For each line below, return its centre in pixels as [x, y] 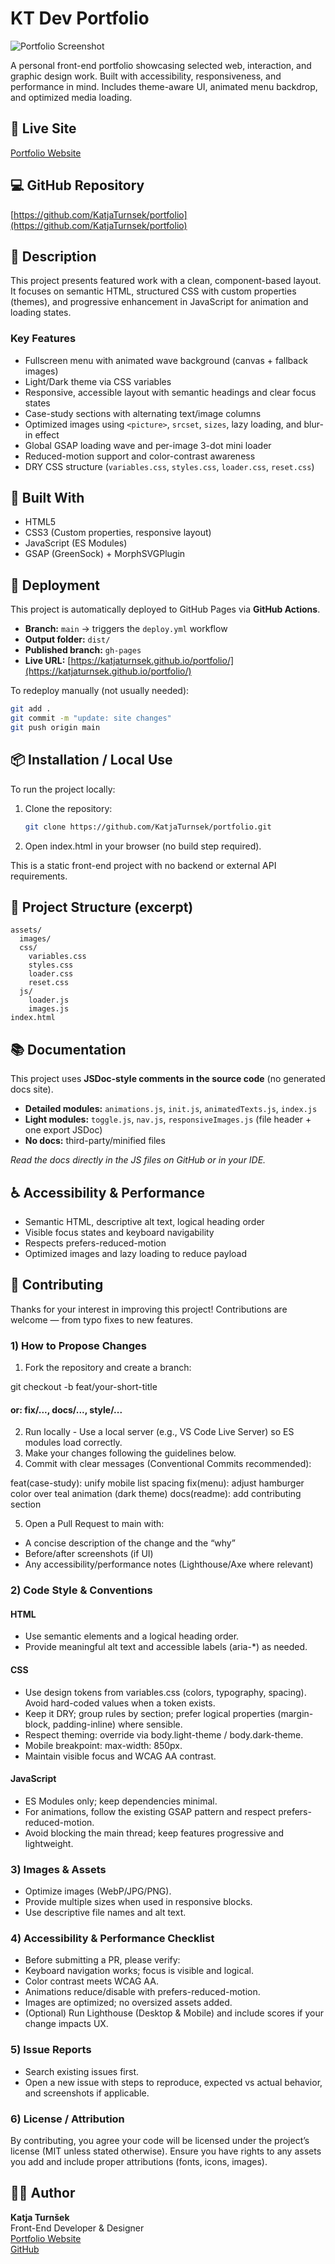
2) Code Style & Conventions [81, 1590]
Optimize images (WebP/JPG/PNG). [98, 1891]
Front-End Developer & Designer [77, 2228]
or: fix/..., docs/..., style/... [66, 1409]
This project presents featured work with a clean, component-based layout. [166, 281]
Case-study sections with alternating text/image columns [143, 413]
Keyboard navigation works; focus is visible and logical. [139, 1971]
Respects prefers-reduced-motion [95, 1243]
